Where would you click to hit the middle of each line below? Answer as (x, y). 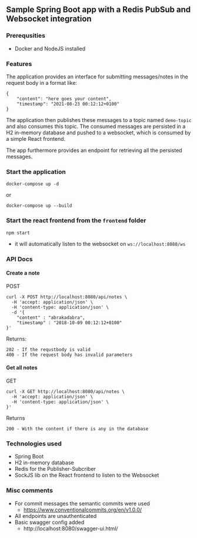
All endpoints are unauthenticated (56, 516)
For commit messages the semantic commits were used (82, 503)
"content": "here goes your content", (64, 99)
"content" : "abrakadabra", (51, 318)
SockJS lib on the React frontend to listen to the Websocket (87, 475)
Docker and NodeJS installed (50, 48)
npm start (18, 233)
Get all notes (22, 368)
